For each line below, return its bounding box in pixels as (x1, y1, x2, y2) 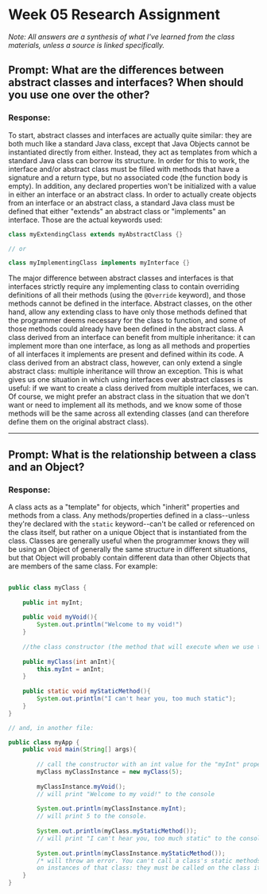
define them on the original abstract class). (8, 417, 149, 427)
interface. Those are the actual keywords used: (8, 215, 163, 224)
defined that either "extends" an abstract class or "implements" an (8, 206, 226, 216)
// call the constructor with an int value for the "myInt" (37, 760, 240, 769)
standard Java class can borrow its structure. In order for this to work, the (8, 155, 250, 165)
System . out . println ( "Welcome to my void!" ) (37, 621, 183, 629)
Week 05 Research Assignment (8, 6, 221, 24)
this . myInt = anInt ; (37, 665, 105, 673)
